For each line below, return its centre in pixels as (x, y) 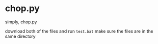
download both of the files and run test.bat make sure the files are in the (79, 31)
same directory (20, 36)
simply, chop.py (21, 22)
